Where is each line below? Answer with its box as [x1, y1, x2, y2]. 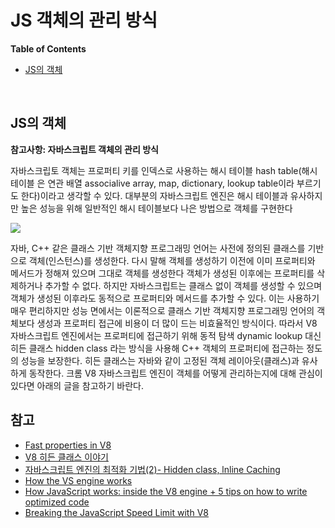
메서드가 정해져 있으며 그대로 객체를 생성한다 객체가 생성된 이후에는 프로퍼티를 [10, 267, 315, 279]
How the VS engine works [24, 474, 133, 486]
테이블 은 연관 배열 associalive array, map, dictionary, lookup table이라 [10, 177, 295, 189]
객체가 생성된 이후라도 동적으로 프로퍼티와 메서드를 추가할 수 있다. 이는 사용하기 [10, 292, 320, 304]
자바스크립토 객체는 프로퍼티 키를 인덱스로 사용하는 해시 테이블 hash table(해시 [10, 164, 318, 176]
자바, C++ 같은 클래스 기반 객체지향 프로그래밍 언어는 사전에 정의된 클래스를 [10, 242, 306, 254]
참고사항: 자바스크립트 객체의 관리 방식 [10, 143, 159, 155]
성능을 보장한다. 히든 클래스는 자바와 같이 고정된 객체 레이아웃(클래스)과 [20, 354, 300, 366]
